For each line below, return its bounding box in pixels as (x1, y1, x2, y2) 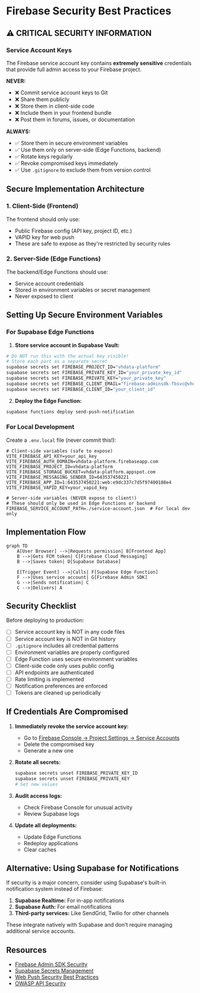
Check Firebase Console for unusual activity (23, 803, 133, 811)
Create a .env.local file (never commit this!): (6, 436, 117, 444)
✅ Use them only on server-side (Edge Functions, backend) (14, 146, 161, 153)
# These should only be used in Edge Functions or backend (6, 500, 156, 506)
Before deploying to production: (6, 617, 85, 624)
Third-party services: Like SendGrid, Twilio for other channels (14, 910, 170, 917)
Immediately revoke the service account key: (14, 722, 129, 730)
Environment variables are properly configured (14, 649, 130, 656)
